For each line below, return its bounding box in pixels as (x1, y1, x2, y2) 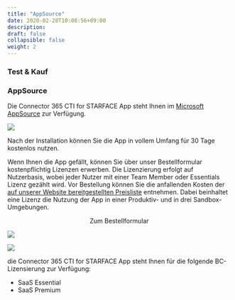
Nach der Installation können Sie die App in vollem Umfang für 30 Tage (7, 136, 215, 145)
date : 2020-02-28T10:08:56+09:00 (7, 17, 106, 24)
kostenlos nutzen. (7, 144, 60, 152)
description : (7, 23, 46, 30)
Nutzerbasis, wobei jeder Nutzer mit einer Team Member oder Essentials (7, 173, 220, 182)
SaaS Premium (17, 286, 61, 294)
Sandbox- (192, 196, 222, 204)
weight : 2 (7, 43, 37, 50)
